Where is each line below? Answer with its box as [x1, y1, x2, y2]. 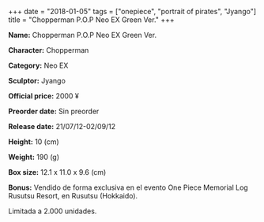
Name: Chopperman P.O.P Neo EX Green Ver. [8, 31, 157, 39]
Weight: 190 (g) [8, 153, 60, 161]
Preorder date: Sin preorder [8, 106, 100, 116]
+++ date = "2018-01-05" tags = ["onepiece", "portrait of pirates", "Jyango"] [8, 7, 257, 16]
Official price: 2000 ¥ [8, 91, 79, 101]
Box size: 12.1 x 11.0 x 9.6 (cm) [8, 168, 107, 176]
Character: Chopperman [8, 46, 89, 54]
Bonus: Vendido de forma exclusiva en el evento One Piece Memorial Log [8, 183, 249, 192]
